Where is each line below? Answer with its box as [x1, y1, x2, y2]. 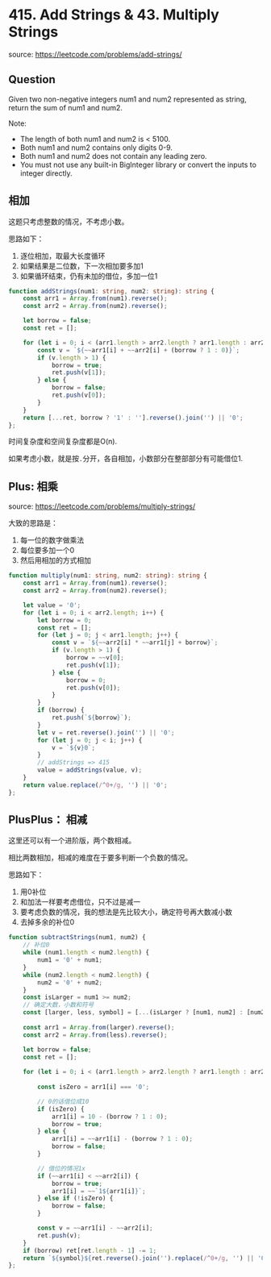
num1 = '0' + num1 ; [37, 956, 103, 964]
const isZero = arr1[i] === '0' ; [37, 1083, 150, 1092]
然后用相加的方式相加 [19, 555, 91, 565]
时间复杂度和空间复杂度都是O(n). [8, 437, 118, 447]
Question [8, 73, 56, 86]
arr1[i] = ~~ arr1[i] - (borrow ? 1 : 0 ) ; [51, 1135, 194, 1143]
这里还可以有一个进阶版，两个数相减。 [8, 836, 135, 846]
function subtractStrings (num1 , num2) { [8, 934, 147, 942]
